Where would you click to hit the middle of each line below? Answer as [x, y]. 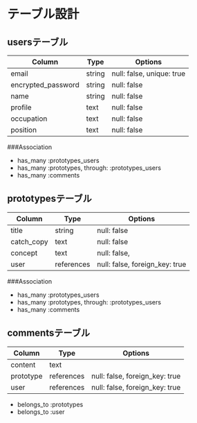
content [23, 365]
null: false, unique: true [148, 74]
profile [21, 107]
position [24, 130]
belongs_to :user [41, 412]
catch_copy [29, 241]
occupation [29, 119]
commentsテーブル [49, 333]
